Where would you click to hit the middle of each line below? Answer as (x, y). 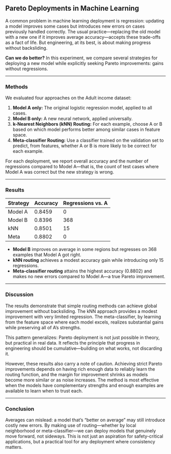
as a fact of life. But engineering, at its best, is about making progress (78, 42)
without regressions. (27, 69)
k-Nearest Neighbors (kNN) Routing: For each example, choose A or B (88, 124)
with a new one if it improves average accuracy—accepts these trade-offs (83, 37)
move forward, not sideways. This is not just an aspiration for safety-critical (84, 436)
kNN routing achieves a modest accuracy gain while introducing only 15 (88, 260)
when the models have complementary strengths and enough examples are (84, 385)
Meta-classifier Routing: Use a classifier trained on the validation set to (88, 141)
